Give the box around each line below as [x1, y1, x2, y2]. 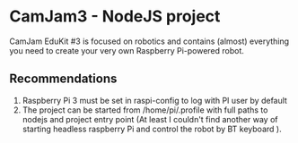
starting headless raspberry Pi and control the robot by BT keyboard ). [22, 123, 282, 134]
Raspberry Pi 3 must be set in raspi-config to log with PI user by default [22, 95, 287, 105]
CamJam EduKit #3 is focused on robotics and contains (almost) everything [9, 36, 290, 46]
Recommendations [9, 71, 118, 87]
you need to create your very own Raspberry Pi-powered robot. [9, 45, 245, 55]
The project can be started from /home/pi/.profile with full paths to [22, 105, 268, 115]
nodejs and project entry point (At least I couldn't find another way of [22, 114, 278, 124]
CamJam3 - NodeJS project [9, 6, 221, 27]
